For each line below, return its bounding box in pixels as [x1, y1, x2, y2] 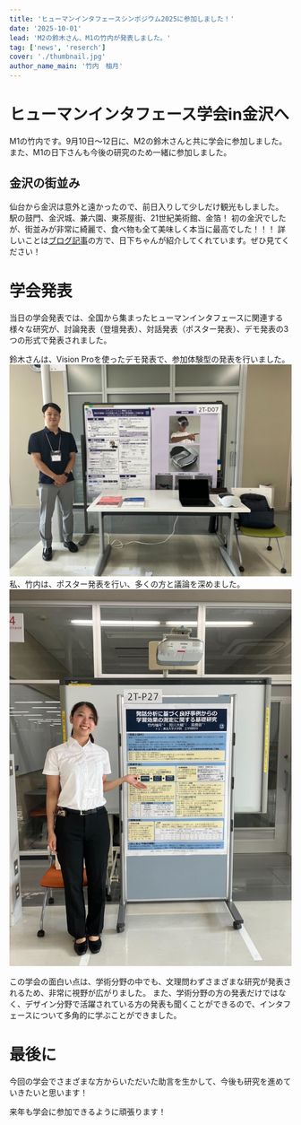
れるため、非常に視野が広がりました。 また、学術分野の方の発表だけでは [9, 987, 279, 998]
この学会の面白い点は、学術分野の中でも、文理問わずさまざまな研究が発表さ [9, 976, 292, 987]
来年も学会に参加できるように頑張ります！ [9, 1106, 167, 1117]
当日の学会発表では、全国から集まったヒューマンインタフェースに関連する [9, 312, 284, 323]
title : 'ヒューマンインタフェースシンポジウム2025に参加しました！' [9, 14, 235, 23]
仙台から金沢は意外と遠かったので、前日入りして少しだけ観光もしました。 [9, 201, 284, 212]
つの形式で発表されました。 [9, 335, 112, 345]
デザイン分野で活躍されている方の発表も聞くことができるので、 [24, 999, 260, 1009]
